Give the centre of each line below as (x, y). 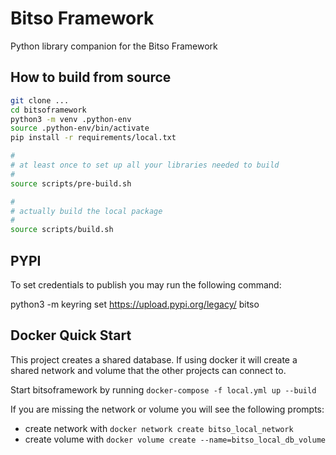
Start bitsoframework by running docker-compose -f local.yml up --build (163, 389)
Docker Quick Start (71, 335)
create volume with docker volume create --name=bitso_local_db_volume (175, 439)
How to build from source (91, 77)
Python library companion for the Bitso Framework (114, 46)
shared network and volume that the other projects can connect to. (148, 370)
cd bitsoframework (48, 110)
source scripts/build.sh (62, 230)
